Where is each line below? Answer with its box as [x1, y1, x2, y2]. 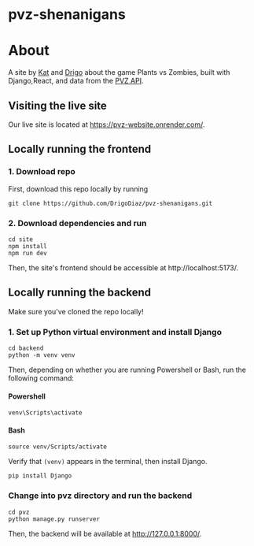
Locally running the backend [8, 286, 152, 299]
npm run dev [8, 249, 47, 257]
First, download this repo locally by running [8, 184, 149, 194]
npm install [8, 242, 47, 250]
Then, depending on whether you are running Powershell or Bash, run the [8, 365, 246, 375]
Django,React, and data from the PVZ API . [8, 76, 144, 86]
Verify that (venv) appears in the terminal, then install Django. [8, 457, 208, 466]
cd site [8, 235, 34, 243]
